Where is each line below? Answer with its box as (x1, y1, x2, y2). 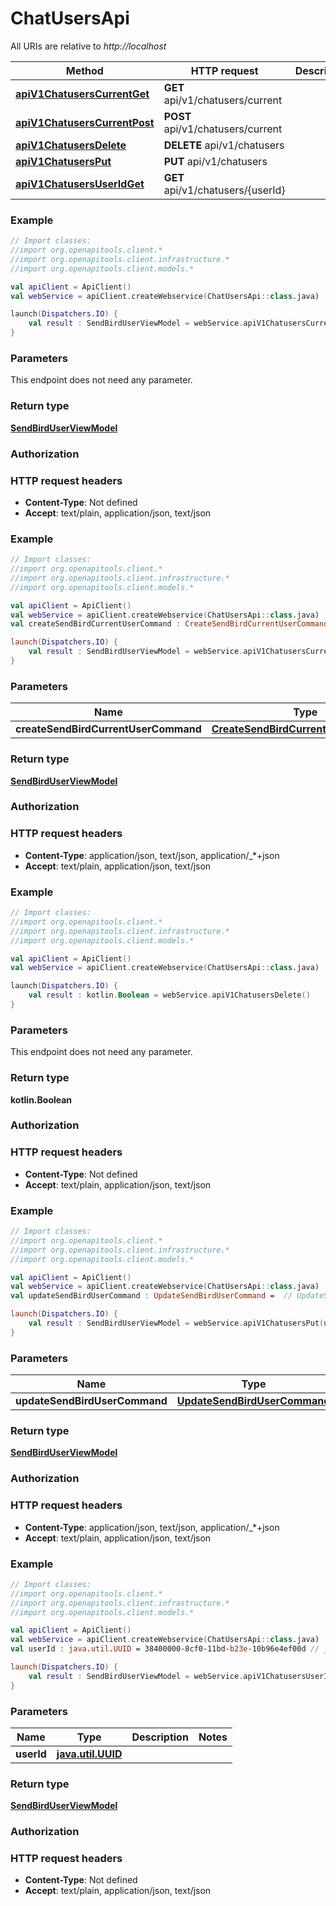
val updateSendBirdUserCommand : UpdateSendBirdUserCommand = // (10, 1291, 293, 1301)
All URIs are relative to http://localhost (10, 40, 167, 52)
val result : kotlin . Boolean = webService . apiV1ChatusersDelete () (28, 990, 311, 1001)
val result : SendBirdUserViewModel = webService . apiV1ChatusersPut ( (28, 1318, 325, 1329)
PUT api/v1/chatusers (163, 154, 268, 168)
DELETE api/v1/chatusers (163, 138, 285, 152)
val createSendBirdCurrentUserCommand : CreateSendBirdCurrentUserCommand (10, 619, 329, 629)
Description (131, 1730, 189, 1744)
